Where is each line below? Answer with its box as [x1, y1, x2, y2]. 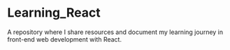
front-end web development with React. [7, 35, 122, 43]
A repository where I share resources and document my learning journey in [7, 28, 224, 36]
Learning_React [7, 5, 101, 21]
